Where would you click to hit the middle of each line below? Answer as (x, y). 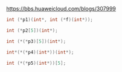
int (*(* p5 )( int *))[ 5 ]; (36, 63)
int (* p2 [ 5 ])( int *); (32, 30)
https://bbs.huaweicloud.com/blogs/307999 (61, 9)
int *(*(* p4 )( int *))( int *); (40, 52)
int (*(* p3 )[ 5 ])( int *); (36, 41)
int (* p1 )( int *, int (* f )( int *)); (50, 20)
